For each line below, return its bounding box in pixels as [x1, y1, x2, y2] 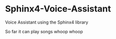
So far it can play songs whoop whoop [5, 28, 83, 34]
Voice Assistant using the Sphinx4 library [5, 19, 88, 25]
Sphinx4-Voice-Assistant [5, 3, 112, 14]
